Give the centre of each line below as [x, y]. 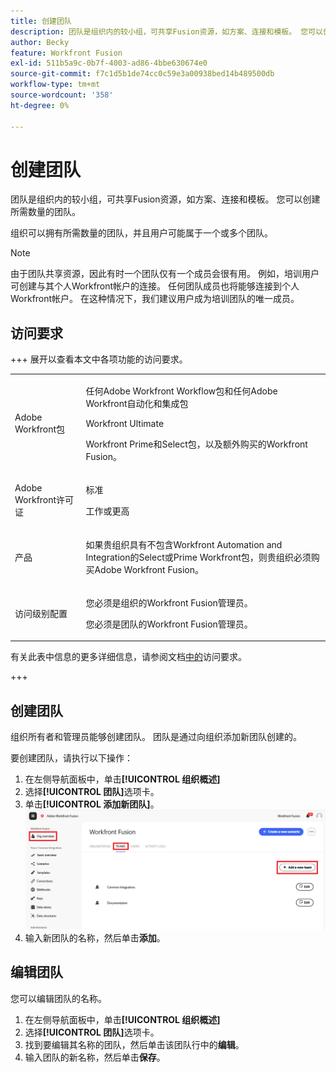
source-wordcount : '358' [62, 95]
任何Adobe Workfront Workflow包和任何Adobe [181, 391]
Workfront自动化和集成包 [137, 403]
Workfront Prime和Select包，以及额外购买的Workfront [196, 444]
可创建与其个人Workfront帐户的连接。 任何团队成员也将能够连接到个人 [155, 286]
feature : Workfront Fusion [66, 53]
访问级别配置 [41, 613]
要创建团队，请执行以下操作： [71, 758]
